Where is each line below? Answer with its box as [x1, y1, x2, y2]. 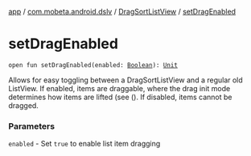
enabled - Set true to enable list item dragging [8, 139, 161, 149]
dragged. [8, 100, 39, 110]
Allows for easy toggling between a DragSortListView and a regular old [8, 75, 243, 85]
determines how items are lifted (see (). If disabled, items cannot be [8, 92, 232, 102]
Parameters [8, 120, 55, 131]
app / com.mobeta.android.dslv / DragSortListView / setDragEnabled [8, 7, 236, 16]
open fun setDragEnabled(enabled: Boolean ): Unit [8, 61, 179, 69]
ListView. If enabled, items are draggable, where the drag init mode [8, 83, 231, 93]
